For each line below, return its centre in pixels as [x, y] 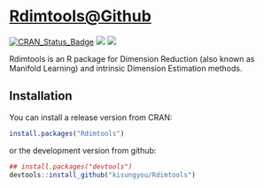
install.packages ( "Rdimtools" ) [67, 133]
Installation [41, 96]
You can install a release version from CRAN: [91, 117]
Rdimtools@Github [81, 16]
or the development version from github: [83, 150]
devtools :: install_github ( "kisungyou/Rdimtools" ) [103, 175]
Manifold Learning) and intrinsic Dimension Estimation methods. [126, 68]
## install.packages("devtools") [71, 166]
